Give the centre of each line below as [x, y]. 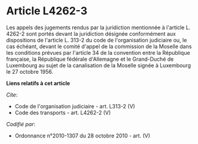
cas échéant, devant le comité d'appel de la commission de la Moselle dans [99, 46]
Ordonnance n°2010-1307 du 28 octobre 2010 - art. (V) [82, 136]
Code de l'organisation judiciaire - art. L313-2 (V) [75, 106]
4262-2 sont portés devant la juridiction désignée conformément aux [91, 33]
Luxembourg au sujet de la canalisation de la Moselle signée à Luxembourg [99, 65]
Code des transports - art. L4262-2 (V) [63, 112]
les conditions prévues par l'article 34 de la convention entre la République [98, 52]
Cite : [12, 95]
